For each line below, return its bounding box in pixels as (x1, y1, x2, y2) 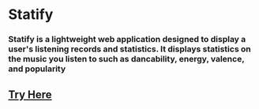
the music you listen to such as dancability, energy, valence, (8, 54, 245, 65)
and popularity (8, 63, 66, 74)
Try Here (8, 88, 53, 101)
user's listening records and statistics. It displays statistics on (8, 43, 251, 54)
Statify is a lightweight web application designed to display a (8, 34, 246, 45)
